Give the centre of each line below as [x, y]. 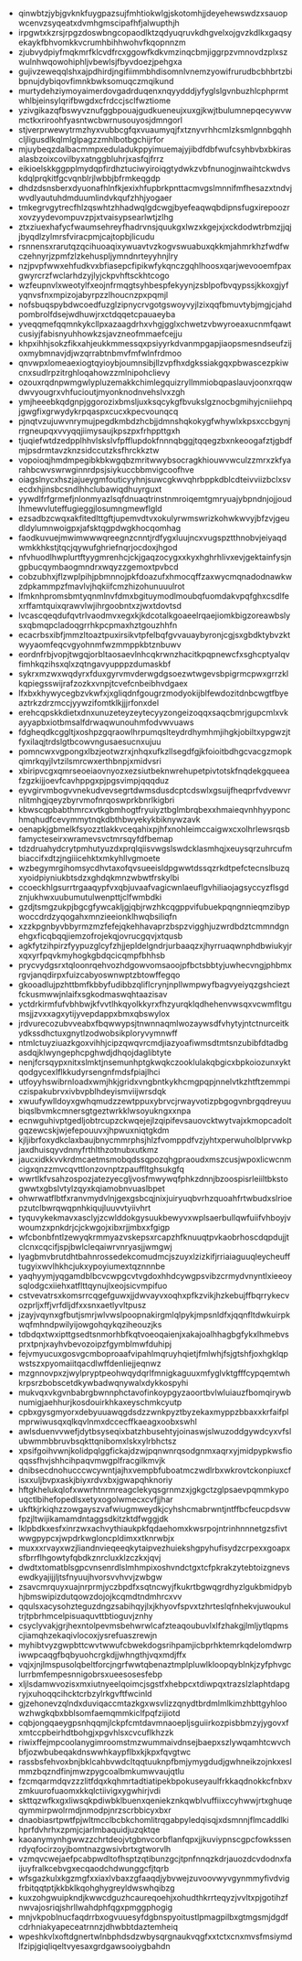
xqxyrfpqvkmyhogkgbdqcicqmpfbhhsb [92, 955]
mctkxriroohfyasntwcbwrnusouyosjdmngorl [100, 120]
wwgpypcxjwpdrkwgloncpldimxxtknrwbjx [96, 1538]
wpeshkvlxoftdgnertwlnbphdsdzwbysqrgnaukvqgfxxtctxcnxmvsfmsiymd [155, 1936]
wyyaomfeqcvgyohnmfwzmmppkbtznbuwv [99, 645]
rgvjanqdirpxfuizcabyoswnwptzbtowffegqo [99, 975]
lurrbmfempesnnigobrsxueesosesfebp [90, 1674]
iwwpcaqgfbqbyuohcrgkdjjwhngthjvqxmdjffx [102, 1655]
